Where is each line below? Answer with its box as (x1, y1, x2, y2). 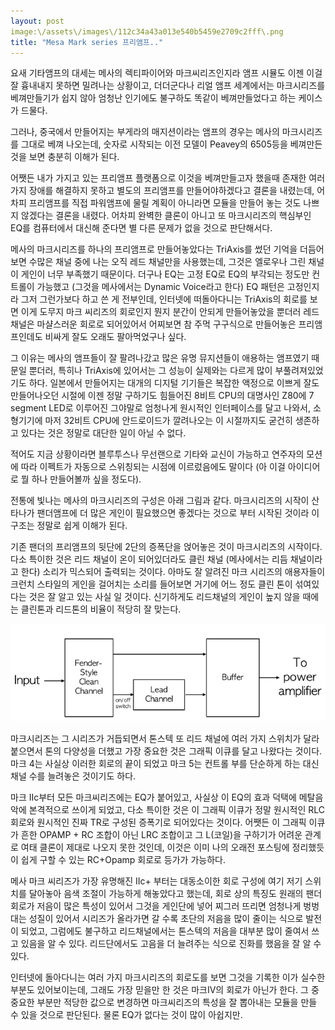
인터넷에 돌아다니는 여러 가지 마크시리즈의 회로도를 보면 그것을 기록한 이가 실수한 (10, 971, 326, 983)
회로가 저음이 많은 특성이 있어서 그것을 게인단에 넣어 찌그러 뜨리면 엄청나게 (10, 900, 302, 912)
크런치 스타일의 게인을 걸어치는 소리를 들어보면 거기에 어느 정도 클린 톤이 (10, 578, 293, 590)
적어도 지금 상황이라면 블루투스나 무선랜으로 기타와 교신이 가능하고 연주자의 (10, 448, 305, 460)
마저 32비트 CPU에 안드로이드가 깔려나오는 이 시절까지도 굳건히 (44, 415, 293, 427)
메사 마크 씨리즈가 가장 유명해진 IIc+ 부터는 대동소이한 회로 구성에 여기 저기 (10, 875, 303, 887)
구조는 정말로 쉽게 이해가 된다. (10, 520, 128, 532)
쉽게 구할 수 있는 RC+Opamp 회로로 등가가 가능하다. (20, 854, 226, 865)
